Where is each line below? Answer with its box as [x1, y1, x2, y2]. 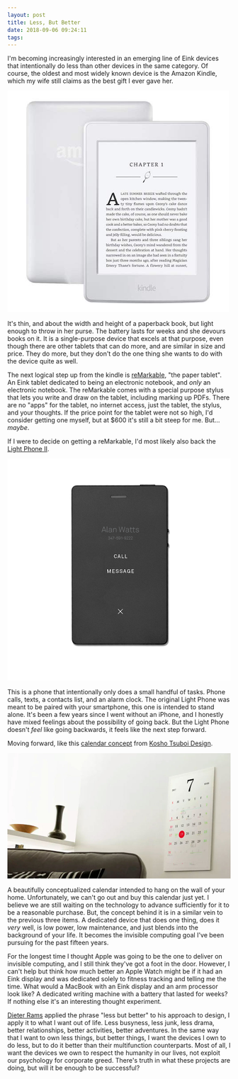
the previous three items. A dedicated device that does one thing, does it [7, 916, 220, 925]
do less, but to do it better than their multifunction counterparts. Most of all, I [7, 1041, 231, 1050]
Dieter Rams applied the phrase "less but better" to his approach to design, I [7, 1011, 230, 1019]
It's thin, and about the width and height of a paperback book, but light [7, 320, 214, 328]
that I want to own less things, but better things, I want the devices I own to [7, 1034, 227, 1042]
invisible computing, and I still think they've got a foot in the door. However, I [7, 960, 230, 968]
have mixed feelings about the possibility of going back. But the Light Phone [7, 718, 230, 726]
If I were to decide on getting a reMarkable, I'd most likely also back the [7, 437, 216, 446]
